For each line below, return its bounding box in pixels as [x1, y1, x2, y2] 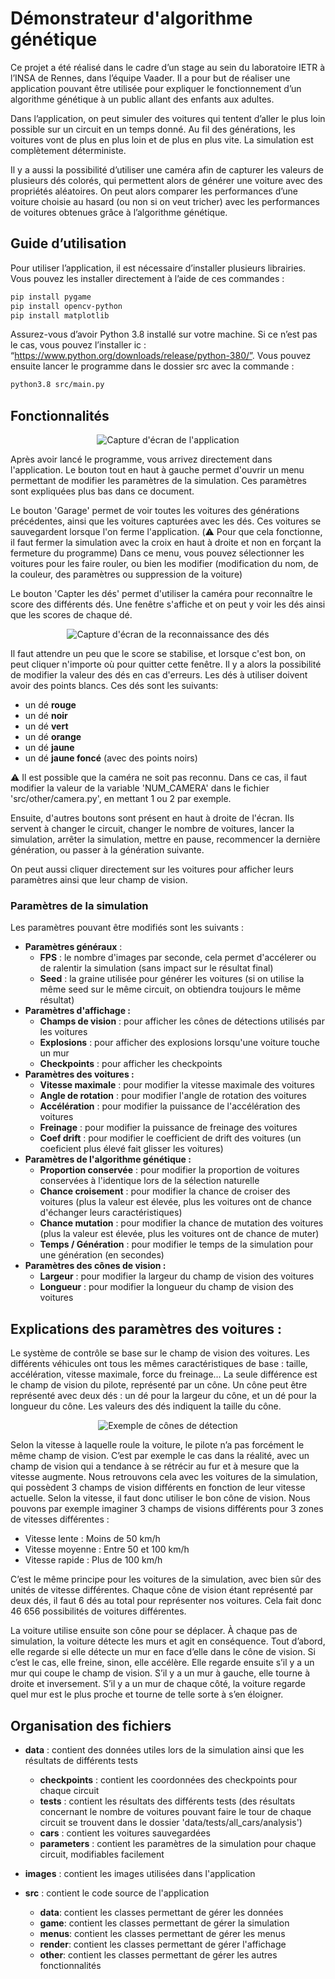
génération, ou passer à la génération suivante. [10, 844, 205, 856]
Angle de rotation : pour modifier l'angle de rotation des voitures [39, 1090, 307, 1102]
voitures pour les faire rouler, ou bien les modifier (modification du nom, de [10, 558, 319, 570]
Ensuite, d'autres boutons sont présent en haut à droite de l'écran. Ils [10, 812, 295, 824]
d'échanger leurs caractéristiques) [39, 1207, 183, 1219]
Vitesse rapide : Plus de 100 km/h [24, 1554, 163, 1566]
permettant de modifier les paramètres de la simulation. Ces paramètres [10, 475, 307, 487]
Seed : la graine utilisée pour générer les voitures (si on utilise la [39, 973, 305, 985]
